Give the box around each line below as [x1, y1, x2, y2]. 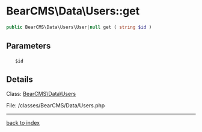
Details [6, 74, 33, 85]
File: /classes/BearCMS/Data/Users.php [6, 102, 105, 109]
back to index [6, 119, 40, 127]
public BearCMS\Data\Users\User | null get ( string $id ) [6, 24, 152, 30]
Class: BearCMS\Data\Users [6, 90, 76, 98]
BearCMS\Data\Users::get [6, 4, 140, 18]
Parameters [6, 41, 51, 51]
